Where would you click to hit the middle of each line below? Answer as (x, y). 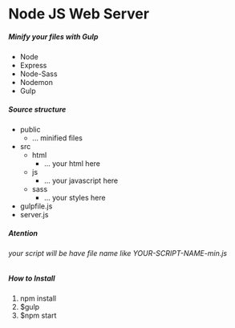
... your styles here (75, 198)
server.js (34, 215)
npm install (38, 298)
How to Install (32, 278)
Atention (23, 233)
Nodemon (36, 83)
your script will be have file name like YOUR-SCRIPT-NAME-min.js (118, 253)
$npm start (38, 316)
